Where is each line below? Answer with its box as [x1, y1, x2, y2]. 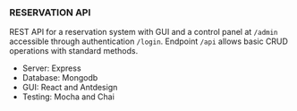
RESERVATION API [9, 6, 91, 19]
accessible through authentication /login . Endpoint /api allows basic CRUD [9, 36, 289, 47]
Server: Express [21, 63, 82, 73]
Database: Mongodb [21, 73, 98, 83]
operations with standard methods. [9, 46, 139, 56]
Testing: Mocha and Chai [21, 91, 115, 102]
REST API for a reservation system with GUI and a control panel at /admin [9, 27, 279, 38]
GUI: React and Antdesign [21, 82, 118, 93]
